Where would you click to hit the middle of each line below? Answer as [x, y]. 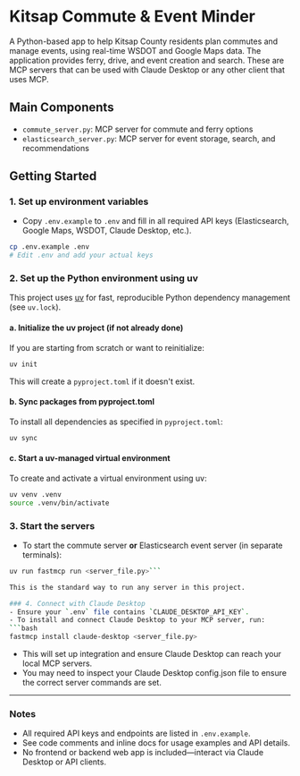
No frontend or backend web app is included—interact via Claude [143, 753]
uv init [24, 364]
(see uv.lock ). [35, 307]
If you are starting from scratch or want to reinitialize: [107, 347]
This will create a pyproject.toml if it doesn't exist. [102, 381]
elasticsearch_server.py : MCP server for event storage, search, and [149, 138]
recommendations [55, 148]
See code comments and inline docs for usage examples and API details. [156, 743]
